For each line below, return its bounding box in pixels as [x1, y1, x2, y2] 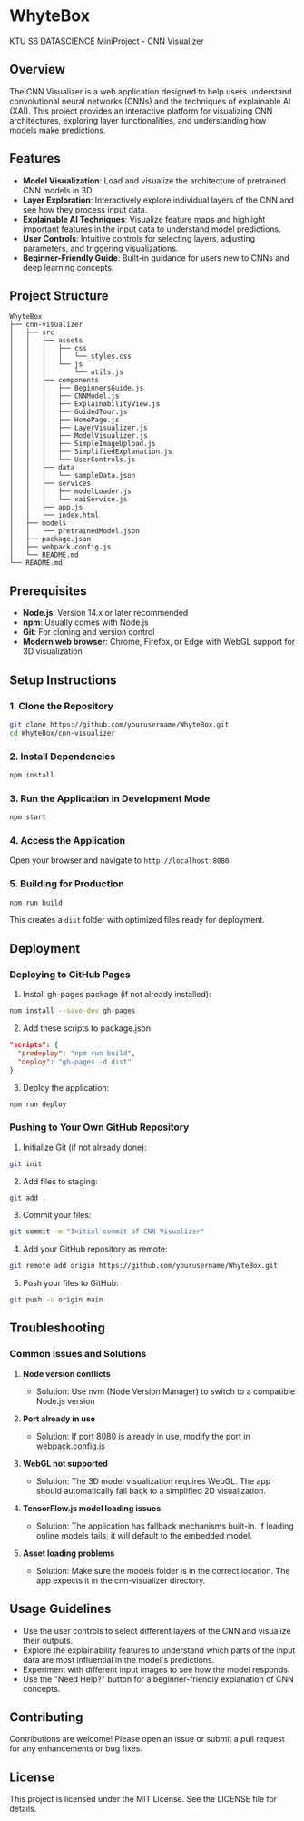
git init [9, 1159, 43, 1168]
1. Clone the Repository [9, 699, 113, 712]
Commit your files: [22, 1210, 92, 1221]
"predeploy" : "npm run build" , [17, 1048, 136, 1058]
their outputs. [22, 1635, 74, 1646]
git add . [9, 1193, 47, 1202]
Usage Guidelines [9, 1601, 112, 1617]
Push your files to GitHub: [22, 1278, 120, 1289]
